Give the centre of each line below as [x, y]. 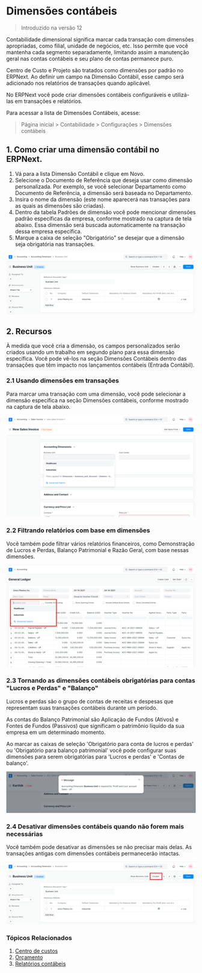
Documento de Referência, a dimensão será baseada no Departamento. [104, 193]
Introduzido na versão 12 [51, 28]
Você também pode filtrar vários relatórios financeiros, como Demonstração [100, 544]
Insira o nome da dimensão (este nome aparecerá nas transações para [103, 199]
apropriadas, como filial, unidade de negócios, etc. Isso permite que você [97, 46]
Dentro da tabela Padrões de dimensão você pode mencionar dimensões [105, 212]
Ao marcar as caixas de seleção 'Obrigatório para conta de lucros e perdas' [100, 744]
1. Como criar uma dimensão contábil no [83, 150]
